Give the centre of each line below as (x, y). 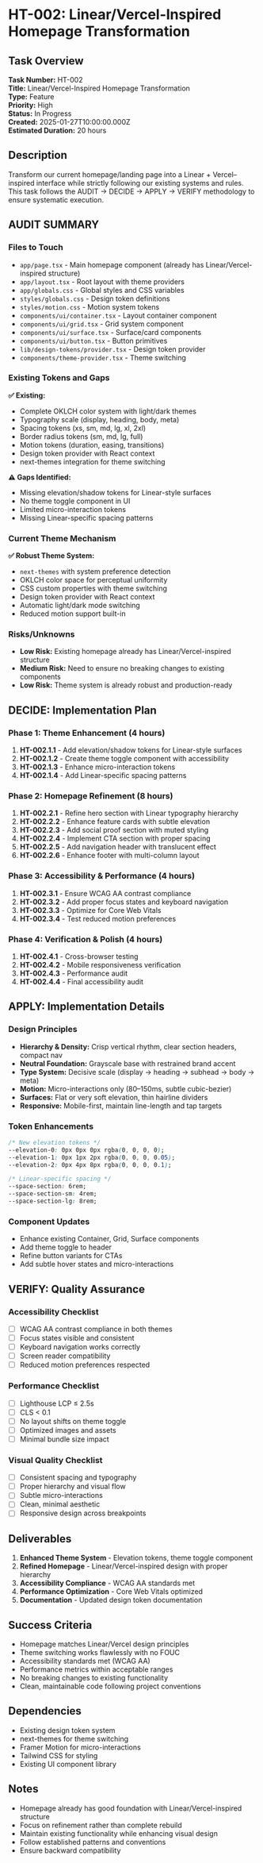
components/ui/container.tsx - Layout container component (118, 315)
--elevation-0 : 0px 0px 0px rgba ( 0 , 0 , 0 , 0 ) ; (86, 1150)
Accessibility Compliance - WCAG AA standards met (107, 1583)
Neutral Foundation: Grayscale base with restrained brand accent (128, 1063)
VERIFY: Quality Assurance (76, 1289)
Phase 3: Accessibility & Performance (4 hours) (102, 876)
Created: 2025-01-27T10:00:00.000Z (69, 122)
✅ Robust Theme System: (51, 556)
